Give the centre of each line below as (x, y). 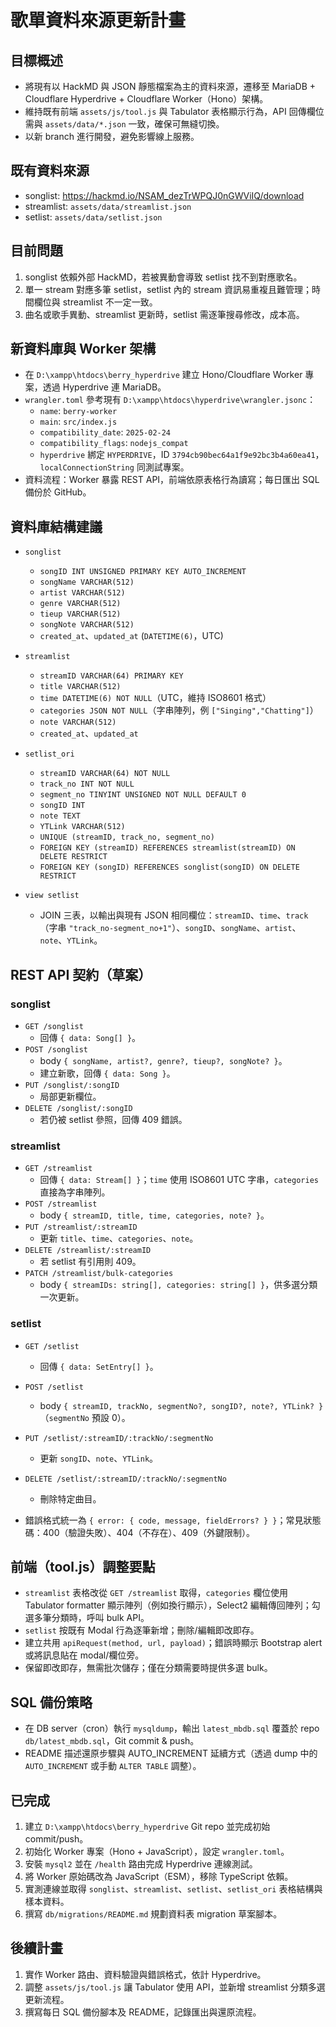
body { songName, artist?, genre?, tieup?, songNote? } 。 (163, 1060)
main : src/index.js (78, 422)
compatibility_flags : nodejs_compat (114, 443)
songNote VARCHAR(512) (87, 625)
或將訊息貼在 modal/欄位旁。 (84, 1655)
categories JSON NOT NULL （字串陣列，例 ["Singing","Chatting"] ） (179, 710)
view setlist (52, 896)
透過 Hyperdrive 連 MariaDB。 (104, 387)
